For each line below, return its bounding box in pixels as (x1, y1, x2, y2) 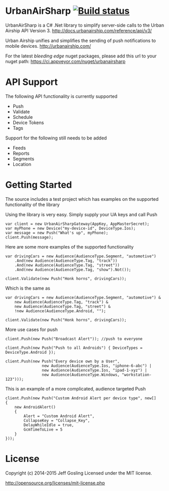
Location (12, 161, 32, 167)
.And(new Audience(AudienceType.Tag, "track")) (14, 258, 117, 263)
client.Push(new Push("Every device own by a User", (5, 359, 120, 364)
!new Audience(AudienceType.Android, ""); (14, 308, 106, 314)
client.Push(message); (5, 235, 54, 240)
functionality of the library (5, 201, 60, 208)
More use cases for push (5, 326, 58, 333)
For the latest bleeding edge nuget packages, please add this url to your (5, 53, 157, 59)
